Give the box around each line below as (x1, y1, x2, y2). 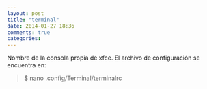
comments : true (7, 29, 51, 36)
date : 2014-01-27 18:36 (7, 22, 75, 29)
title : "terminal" (7, 16, 59, 23)
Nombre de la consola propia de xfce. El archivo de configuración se (7, 54, 200, 62)
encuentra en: (7, 61, 46, 69)
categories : (7, 35, 41, 42)
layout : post (7, 10, 44, 17)
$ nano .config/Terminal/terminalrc (23, 74, 122, 82)
